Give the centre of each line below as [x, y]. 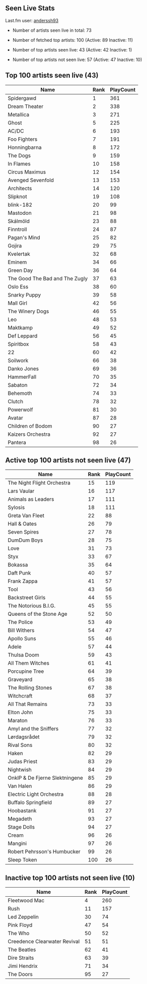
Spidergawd [22, 98]
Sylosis [16, 507]
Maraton [18, 721]
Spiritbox [18, 344]
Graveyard [20, 679]
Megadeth [20, 819]
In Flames [19, 163]
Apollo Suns [22, 639]
